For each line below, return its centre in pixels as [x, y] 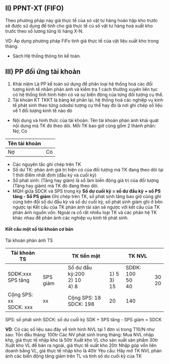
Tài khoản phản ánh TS [29, 240]
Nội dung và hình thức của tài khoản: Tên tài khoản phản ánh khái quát [86, 120]
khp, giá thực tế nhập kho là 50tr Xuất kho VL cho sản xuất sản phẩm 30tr [82, 340]
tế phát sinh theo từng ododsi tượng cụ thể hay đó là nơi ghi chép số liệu [87, 105]
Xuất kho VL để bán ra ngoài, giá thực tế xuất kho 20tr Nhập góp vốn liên [81, 345]
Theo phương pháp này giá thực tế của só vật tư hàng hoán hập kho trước [82, 20]
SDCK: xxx [20, 307]
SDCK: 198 [81, 304]
